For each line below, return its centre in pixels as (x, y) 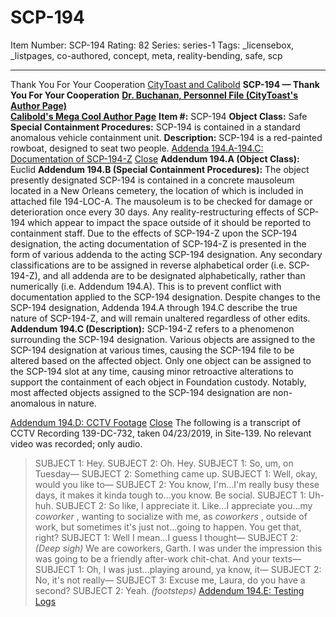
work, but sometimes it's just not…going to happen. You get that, (168, 527)
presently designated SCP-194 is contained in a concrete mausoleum (152, 180)
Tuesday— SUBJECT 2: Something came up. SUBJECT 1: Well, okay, (176, 473)
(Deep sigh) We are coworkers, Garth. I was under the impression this (178, 548)
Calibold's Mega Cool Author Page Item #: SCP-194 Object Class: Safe (159, 116)
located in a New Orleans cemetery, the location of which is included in (157, 190)
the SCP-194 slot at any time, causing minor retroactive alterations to (152, 371)
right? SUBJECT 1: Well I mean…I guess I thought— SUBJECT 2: (166, 537)
